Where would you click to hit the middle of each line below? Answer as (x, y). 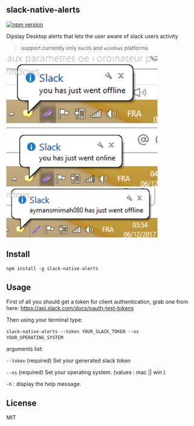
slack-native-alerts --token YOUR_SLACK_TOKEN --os (73, 332)
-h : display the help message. (44, 384)
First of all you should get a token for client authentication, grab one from (97, 302)
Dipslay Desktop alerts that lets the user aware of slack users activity (92, 36)
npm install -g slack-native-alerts (52, 269)
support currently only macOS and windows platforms (84, 48)
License (21, 403)
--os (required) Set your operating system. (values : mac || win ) (86, 372)
